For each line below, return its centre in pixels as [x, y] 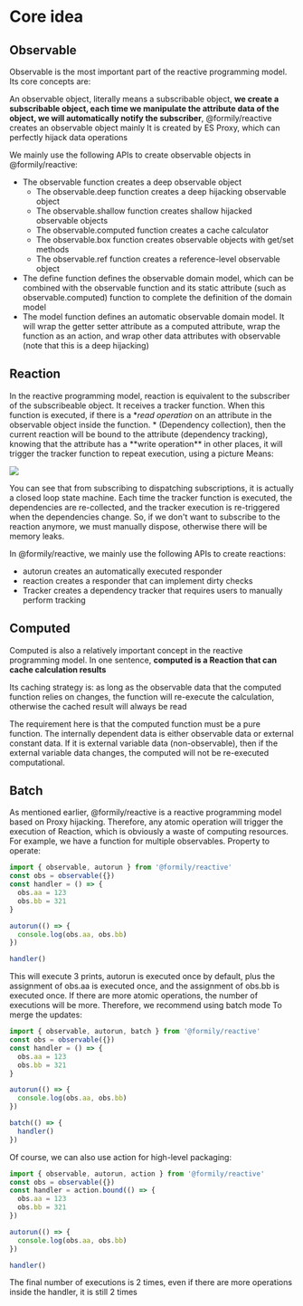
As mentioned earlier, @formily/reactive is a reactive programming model [146, 813]
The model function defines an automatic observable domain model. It [153, 317]
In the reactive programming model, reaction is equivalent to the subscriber [150, 396]
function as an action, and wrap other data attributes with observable [151, 336]
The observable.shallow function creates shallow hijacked [144, 211]
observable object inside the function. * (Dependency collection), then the [148, 424]
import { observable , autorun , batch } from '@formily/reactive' [135, 1032]
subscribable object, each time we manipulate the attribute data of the [144, 109]
